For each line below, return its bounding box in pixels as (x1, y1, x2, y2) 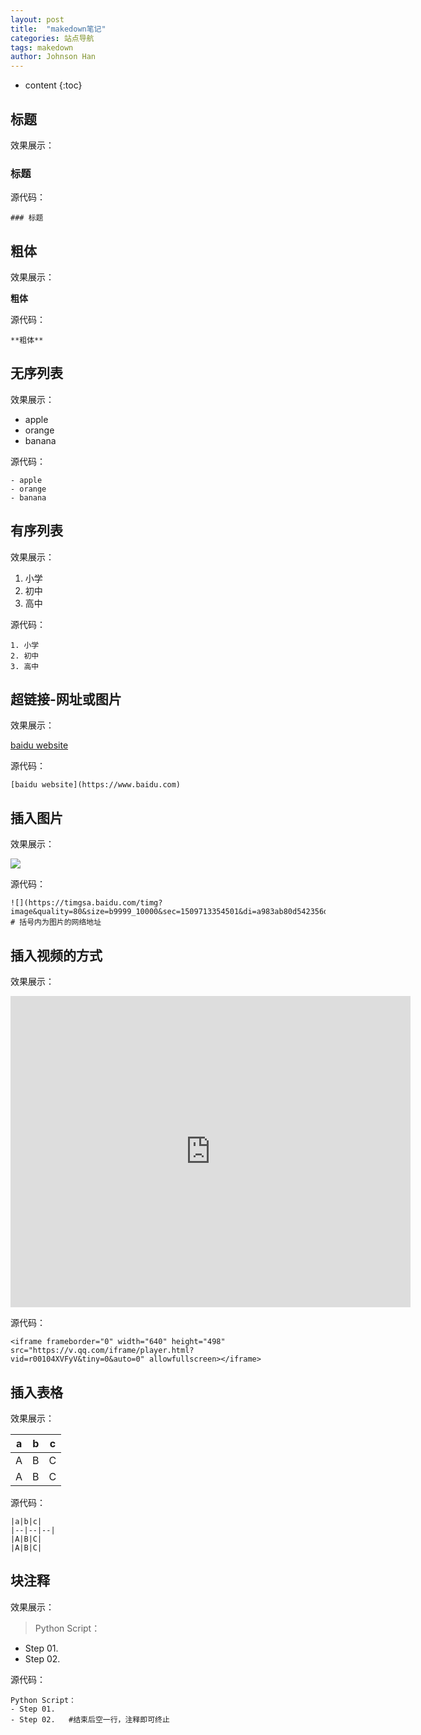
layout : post (10, 14, 65, 25)
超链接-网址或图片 (10, 691, 122, 708)
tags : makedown (10, 42, 74, 53)
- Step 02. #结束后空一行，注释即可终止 (10, 1714, 170, 1725)
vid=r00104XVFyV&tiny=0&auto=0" (10, 1354, 145, 1365)
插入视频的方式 (10, 947, 103, 964)
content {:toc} (24, 79, 83, 91)
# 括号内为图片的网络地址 (10, 917, 102, 928)
